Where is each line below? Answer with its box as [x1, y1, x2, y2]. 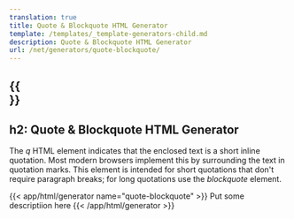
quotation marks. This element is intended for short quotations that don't [9, 164, 275, 175]
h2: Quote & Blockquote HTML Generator [9, 122, 239, 137]
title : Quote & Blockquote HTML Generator [9, 21, 168, 30]
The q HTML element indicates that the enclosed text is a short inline [9, 146, 261, 156]
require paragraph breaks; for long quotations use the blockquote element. [9, 174, 282, 185]
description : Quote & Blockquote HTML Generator [9, 37, 192, 47]
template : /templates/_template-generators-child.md [9, 29, 208, 38]
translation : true [9, 12, 77, 22]
